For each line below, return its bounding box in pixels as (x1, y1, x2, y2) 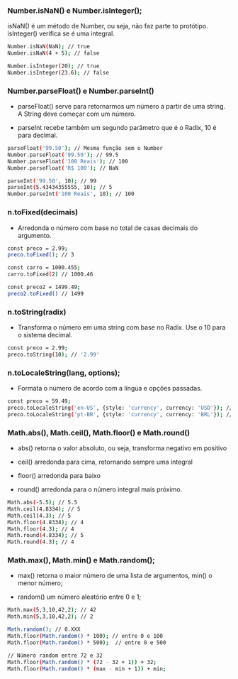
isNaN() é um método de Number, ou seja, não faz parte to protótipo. (7, 22, 209, 31)
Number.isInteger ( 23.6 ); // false (7, 69, 110, 76)
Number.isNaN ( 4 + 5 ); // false (7, 50, 100, 57)
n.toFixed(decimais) (7, 207, 79, 217)
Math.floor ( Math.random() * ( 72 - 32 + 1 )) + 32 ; (7, 658, 157, 666)
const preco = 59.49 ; (7, 398, 72, 405)
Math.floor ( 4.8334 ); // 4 (7, 518, 84, 526)
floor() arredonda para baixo (17, 472, 101, 480)
